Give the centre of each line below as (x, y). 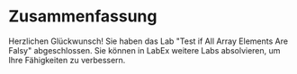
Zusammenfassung (83, 16)
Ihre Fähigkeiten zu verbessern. (67, 60)
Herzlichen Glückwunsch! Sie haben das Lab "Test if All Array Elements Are (148, 41)
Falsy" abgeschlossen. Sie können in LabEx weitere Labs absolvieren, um (144, 50)
